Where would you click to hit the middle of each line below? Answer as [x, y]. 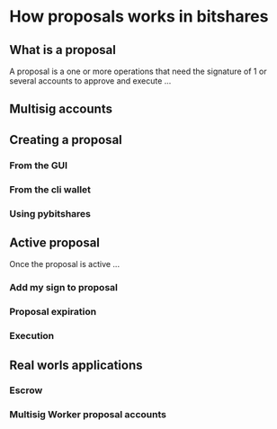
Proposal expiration [53, 312]
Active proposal [55, 242]
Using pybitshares [50, 213]
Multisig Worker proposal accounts [88, 415]
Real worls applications [76, 365]
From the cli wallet [50, 189]
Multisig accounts [61, 109]
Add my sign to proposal [64, 288]
